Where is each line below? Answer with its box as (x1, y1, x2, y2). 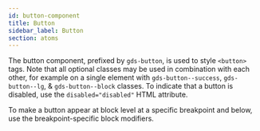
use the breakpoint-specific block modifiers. (8, 113, 154, 124)
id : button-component (8, 11, 81, 20)
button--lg (8, 83, 45, 91)
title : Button (8, 19, 56, 27)
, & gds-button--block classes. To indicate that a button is (43, 81, 234, 91)
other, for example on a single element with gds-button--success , (8, 73, 223, 82)
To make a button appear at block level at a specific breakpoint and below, (8, 105, 253, 115)
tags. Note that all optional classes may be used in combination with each (8, 65, 250, 74)
